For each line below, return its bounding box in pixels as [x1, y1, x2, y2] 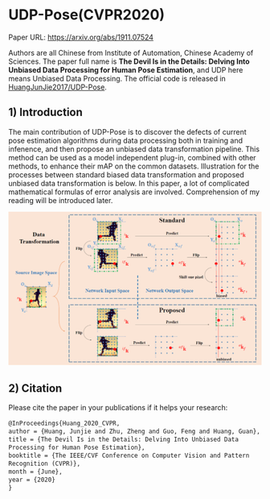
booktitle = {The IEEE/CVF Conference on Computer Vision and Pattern [8, 451, 250, 460]
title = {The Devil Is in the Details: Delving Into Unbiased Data [8, 435, 239, 444]
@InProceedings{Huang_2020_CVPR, [8, 419, 121, 428]
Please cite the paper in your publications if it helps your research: [8, 403, 228, 413]
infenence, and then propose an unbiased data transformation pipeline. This [8, 143, 260, 154]
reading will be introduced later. [8, 195, 113, 205]
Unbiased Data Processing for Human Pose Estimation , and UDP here [8, 64, 243, 74]
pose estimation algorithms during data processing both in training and [8, 135, 243, 145]
